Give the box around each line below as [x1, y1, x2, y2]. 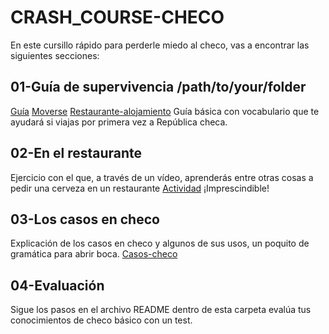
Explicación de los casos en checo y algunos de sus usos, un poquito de [10, 237, 310, 250]
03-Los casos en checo [10, 211, 160, 228]
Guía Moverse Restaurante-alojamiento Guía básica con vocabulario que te [10, 105, 320, 117]
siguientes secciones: [10, 49, 100, 61]
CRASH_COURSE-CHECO [10, 6, 225, 29]
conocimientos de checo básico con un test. [10, 314, 193, 326]
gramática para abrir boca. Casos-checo [10, 248, 178, 260]
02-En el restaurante [10, 145, 143, 162]
